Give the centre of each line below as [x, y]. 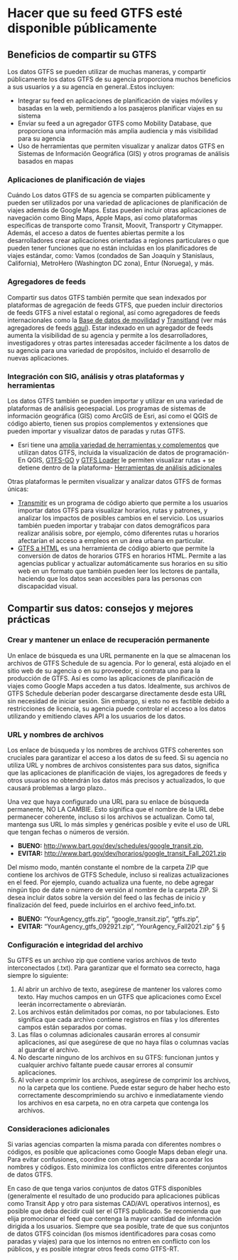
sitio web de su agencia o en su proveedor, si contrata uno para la [104, 671]
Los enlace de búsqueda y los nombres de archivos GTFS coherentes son [115, 750]
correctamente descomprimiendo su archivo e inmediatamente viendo [120, 1095]
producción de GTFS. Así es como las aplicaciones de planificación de [110, 678]
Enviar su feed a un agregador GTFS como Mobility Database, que [114, 123]
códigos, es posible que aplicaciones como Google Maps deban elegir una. [118, 1152]
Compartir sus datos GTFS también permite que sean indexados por [107, 297]
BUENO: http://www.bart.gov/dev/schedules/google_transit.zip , [110, 845]
